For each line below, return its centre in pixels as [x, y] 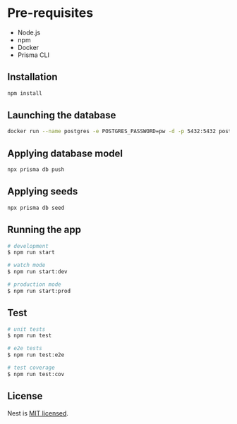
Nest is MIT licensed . [38, 413]
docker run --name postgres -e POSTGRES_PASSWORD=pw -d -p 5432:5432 [112, 132]
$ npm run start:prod [39, 291]
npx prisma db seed [36, 208]
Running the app [44, 230]
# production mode [34, 285]
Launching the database [62, 115]
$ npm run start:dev [38, 272]
